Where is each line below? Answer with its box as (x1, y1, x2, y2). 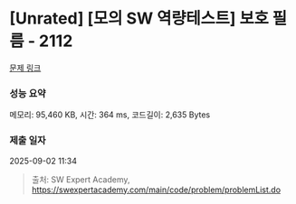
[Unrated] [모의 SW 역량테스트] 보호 (9, 8, 269, 29)
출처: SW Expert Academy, (31, 173, 130, 185)
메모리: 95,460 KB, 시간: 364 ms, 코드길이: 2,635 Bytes (9, 109, 211, 120)
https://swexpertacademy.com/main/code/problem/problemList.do (31, 184, 282, 195)
